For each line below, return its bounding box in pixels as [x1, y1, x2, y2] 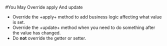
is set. [12, 19, 25, 25]
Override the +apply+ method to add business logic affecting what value [12, 14, 162, 19]
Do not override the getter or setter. [12, 35, 86, 41]
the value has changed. [12, 30, 61, 35]
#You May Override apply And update [5, 4, 83, 10]
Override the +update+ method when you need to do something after [12, 24, 155, 30]
